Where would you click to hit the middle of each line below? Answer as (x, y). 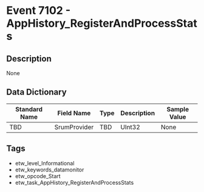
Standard (29, 109)
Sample (178, 109)
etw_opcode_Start (38, 176)
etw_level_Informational (45, 163)
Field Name (74, 113)
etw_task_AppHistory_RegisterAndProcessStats (74, 182)
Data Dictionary (36, 92)
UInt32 (131, 127)
